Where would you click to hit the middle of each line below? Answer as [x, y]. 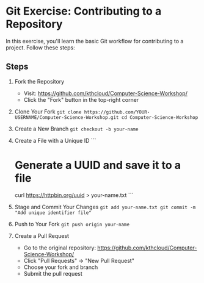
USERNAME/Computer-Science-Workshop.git [67, 117]
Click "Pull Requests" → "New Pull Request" [79, 260]
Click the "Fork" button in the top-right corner [81, 99]
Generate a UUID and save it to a [98, 165]
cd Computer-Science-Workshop [160, 117]
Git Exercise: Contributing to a [84, 11]
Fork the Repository [39, 81]
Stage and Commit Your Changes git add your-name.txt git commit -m [105, 207]
